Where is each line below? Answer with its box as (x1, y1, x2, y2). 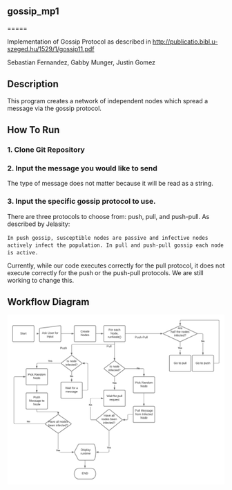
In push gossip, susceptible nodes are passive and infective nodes (7, 234, 209, 241)
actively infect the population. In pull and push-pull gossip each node (7, 242, 224, 249)
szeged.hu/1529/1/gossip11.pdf (7, 44, 95, 53)
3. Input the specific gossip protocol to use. (7, 197, 156, 207)
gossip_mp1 (7, 6, 60, 17)
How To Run (7, 124, 60, 136)
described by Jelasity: (7, 220, 70, 228)
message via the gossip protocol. (7, 104, 102, 112)
